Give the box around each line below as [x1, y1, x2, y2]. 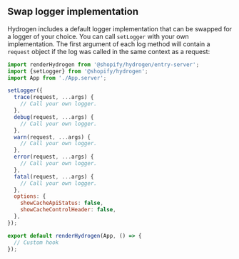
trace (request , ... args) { [14, 94, 94, 101]
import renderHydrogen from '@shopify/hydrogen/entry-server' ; [7, 60, 200, 68]
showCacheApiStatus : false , [20, 199, 103, 207]
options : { [14, 193, 46, 200]
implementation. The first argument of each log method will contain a [7, 39, 210, 48]
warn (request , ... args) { [14, 133, 91, 141]
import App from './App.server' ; [7, 74, 107, 81]
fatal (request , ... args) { [14, 173, 94, 180]
